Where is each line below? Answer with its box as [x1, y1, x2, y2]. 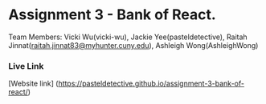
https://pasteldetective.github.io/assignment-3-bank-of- [58, 78, 245, 89]
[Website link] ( [8, 78, 59, 89]
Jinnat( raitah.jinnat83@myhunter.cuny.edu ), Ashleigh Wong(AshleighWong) [8, 40, 259, 50]
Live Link [8, 60, 44, 71]
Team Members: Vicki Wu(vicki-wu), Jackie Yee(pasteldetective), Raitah [8, 32, 248, 42]
